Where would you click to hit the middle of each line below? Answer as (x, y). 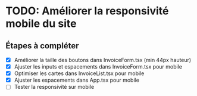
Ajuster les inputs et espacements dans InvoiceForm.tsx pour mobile (98, 67)
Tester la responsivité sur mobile (54, 87)
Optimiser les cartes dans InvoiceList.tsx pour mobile (79, 73)
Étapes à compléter (42, 46)
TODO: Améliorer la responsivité (87, 11)
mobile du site (41, 24)
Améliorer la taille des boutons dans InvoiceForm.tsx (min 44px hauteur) (103, 60)
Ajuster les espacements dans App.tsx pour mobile (76, 80)
